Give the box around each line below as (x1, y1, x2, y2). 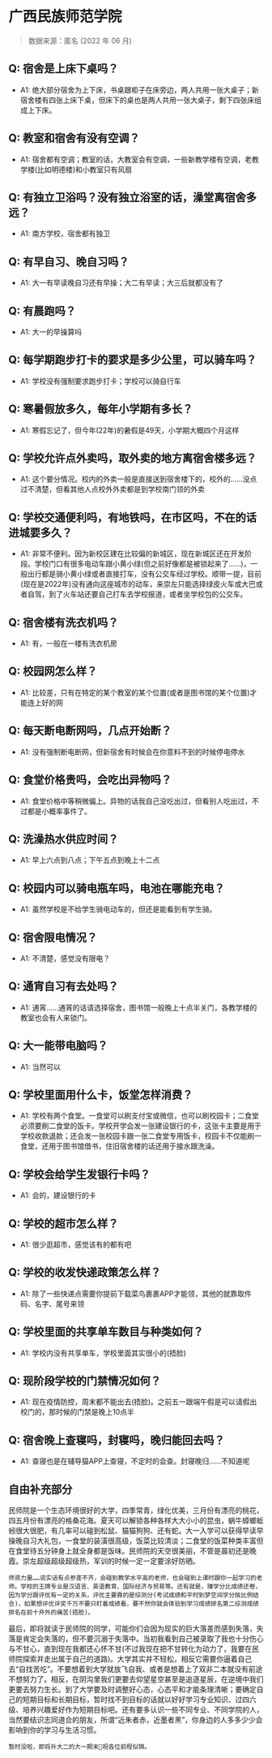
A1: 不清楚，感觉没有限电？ (19, 953, 111, 963)
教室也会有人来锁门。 (19, 1012, 91, 1023)
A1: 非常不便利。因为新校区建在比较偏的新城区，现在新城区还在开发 (19, 549, 245, 558)
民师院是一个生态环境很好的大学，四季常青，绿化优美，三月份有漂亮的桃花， (8, 1506, 264, 1515)
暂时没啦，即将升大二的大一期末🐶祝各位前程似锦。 (8, 1743, 151, 1752)
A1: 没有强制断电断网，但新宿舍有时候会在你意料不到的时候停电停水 (19, 747, 245, 756)
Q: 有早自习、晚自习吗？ (8, 255, 130, 269)
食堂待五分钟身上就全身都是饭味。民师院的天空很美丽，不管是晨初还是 (15, 1546, 249, 1556)
